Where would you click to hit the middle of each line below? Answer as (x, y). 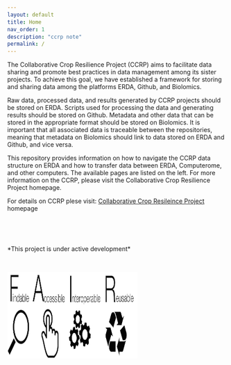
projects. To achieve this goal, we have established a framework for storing (114, 79)
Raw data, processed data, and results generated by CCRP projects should (114, 100)
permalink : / (26, 44)
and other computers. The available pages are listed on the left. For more (111, 173)
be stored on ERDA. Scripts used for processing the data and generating (110, 108)
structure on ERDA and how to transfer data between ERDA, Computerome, (114, 165)
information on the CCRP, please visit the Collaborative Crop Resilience (109, 180)
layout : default (31, 15)
